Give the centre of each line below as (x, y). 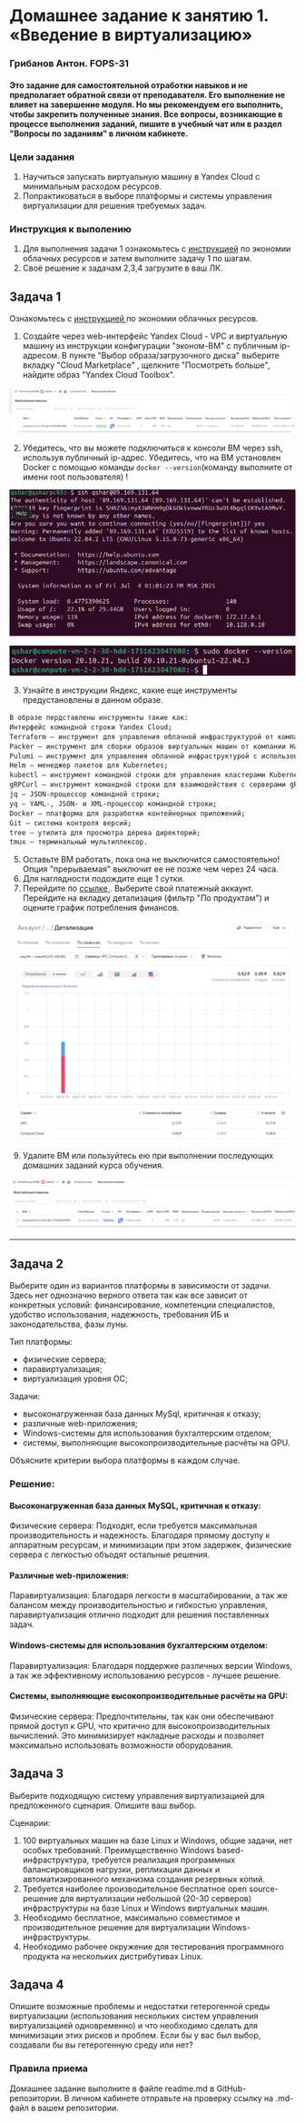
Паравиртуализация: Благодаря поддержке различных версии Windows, (151, 1665)
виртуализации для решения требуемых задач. (114, 206)
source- (264, 1889)
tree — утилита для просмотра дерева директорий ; (105, 833)
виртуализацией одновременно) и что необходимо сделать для (134, 2026)
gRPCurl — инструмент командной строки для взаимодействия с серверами (148, 785)
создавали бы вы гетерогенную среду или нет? (101, 2045)
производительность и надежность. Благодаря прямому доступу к (140, 1535)
